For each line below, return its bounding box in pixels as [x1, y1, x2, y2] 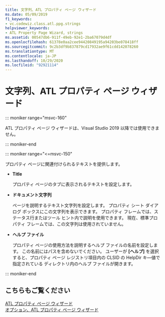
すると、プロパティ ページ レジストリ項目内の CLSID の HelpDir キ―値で [12, 254, 161, 261]
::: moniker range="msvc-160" [5, 115, 67, 121]
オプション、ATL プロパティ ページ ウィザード [5, 307, 99, 313]
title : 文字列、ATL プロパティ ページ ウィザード [5, 7, 97, 12]
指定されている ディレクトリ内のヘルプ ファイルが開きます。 [12, 261, 136, 267]
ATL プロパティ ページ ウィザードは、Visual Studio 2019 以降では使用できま [5, 125, 160, 131]
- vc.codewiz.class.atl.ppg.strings [5, 21, 81, 26]
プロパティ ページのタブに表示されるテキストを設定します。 [12, 181, 135, 187]
